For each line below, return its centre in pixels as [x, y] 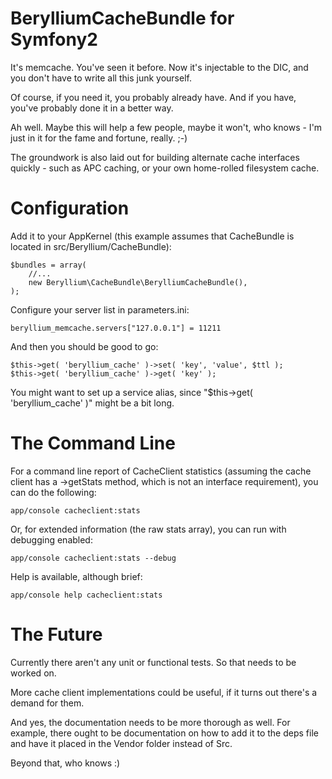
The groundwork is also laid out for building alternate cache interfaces [155, 157]
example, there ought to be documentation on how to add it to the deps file [164, 733]
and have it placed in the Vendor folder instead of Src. [121, 743]
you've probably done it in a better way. [92, 108]
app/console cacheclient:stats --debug [93, 558]
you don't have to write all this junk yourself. [101, 78]
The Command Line [93, 443]
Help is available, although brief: [76, 576]
